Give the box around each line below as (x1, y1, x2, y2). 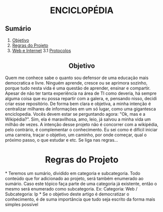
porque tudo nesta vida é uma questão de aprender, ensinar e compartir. (5, 85, 151, 91)
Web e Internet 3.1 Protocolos (12, 48, 72, 53)
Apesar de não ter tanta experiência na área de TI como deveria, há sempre (5, 90, 157, 96)
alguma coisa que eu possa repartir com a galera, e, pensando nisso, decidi (5, 95, 157, 101)
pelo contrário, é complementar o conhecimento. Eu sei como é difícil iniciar (5, 127, 158, 132)
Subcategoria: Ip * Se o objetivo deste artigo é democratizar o (5, 191, 129, 197)
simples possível (5, 201, 38, 207)
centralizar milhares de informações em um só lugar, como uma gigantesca (5, 106, 156, 112)
